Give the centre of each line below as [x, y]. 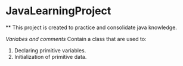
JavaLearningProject [58, 11]
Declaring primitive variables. [50, 50]
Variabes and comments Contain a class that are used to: [76, 39]
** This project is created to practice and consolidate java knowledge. [91, 27]
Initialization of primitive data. [50, 56]
